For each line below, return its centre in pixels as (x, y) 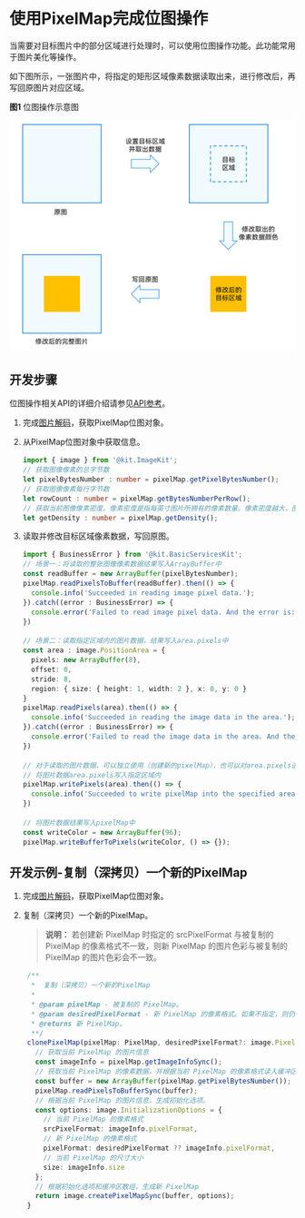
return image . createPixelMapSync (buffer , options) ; (135, 1196)
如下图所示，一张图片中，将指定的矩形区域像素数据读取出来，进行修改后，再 (152, 76)
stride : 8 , (52, 679)
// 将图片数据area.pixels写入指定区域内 (92, 775)
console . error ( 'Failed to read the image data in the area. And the (163, 737)
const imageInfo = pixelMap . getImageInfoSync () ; (128, 1062)
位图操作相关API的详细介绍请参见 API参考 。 (90, 403)
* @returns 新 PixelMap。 (79, 1024)
